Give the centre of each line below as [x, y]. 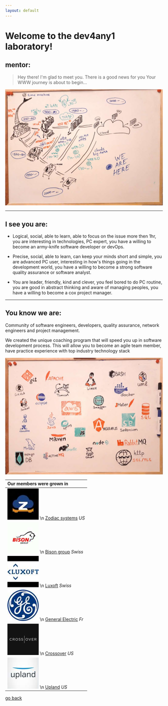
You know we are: [33, 313]
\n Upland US [53, 687]
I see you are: [26, 224]
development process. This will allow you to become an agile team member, [83, 345]
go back [14, 698]
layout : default [22, 10]
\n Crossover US [57, 653]
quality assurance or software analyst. [52, 272]
